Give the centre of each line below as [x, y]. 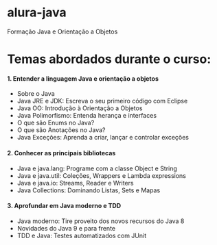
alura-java [37, 13]
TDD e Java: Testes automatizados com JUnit [81, 235]
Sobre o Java [36, 94]
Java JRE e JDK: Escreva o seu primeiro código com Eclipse [102, 101]
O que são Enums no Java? [56, 123]
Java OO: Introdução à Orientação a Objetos [80, 108]
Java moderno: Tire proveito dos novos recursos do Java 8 [101, 221]
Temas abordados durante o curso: [109, 59]
